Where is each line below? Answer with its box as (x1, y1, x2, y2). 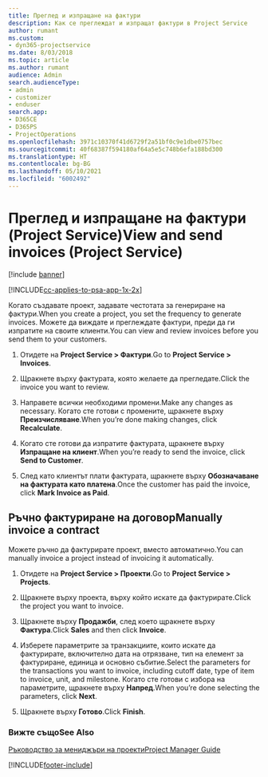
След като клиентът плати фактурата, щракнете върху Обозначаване (19, 471, 259, 480)
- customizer (8, 93, 52, 101)
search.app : (8, 108, 48, 116)
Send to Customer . (19, 456, 84, 465)
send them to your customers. (8, 334, 108, 344)
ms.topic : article (8, 57, 69, 65)
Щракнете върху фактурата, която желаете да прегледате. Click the (19, 373, 250, 383)
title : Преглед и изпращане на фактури (8, 11, 141, 20)
